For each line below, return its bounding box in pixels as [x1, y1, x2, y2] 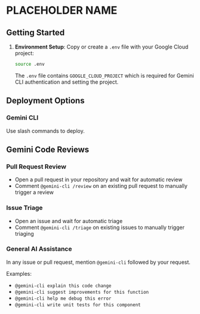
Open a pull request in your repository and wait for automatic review [14, 176, 183, 183]
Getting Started [6, 28, 65, 38]
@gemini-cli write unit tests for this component [14, 301, 141, 308]
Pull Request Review [6, 162, 67, 170]
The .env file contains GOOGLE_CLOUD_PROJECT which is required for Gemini [14, 72, 194, 79]
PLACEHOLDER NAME [6, 4, 118, 17]
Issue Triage [6, 204, 43, 212]
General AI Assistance [6, 245, 72, 253]
